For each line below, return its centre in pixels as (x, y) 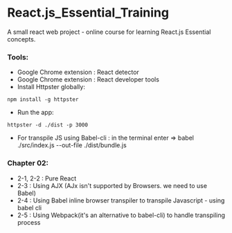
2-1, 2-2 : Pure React (47, 178)
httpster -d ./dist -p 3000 (48, 125)
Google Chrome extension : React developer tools (88, 80)
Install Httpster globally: (51, 87)
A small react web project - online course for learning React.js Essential (109, 32)
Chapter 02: (28, 163)
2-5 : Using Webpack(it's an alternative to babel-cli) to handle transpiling (121, 215)
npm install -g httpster (43, 100)
